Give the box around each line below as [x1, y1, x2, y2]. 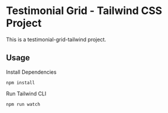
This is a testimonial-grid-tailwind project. [6, 36, 107, 43]
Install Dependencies [6, 69, 57, 76]
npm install [6, 80, 35, 85]
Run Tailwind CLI [6, 90, 47, 97]
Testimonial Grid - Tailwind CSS [6, 4, 162, 18]
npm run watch [6, 101, 41, 107]
